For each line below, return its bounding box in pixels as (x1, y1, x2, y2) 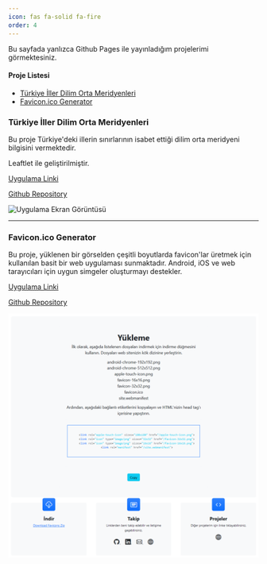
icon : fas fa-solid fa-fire (8, 13, 102, 21)
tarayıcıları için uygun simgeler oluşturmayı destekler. (8, 267, 183, 276)
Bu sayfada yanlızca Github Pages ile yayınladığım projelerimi (8, 44, 209, 53)
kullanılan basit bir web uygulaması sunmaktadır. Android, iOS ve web (8, 258, 236, 268)
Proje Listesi (8, 71, 50, 80)
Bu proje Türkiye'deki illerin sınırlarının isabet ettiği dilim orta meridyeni (8, 135, 240, 144)
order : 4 (8, 21, 37, 29)
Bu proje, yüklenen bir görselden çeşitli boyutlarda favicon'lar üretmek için (8, 250, 252, 260)
